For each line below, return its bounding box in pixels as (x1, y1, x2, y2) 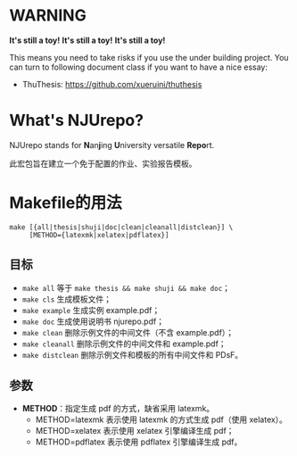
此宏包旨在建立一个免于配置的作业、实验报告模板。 (9, 158, 197, 169)
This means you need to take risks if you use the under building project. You (9, 52, 289, 62)
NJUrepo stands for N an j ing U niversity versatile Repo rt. (9, 139, 215, 150)
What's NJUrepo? (9, 111, 144, 130)
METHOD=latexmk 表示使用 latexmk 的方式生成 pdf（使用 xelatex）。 (35, 414, 288, 425)
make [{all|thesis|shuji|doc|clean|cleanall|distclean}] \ (9, 222, 234, 232)
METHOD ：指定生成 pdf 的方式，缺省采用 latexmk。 (21, 403, 215, 414)
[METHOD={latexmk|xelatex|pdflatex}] (29, 230, 169, 239)
